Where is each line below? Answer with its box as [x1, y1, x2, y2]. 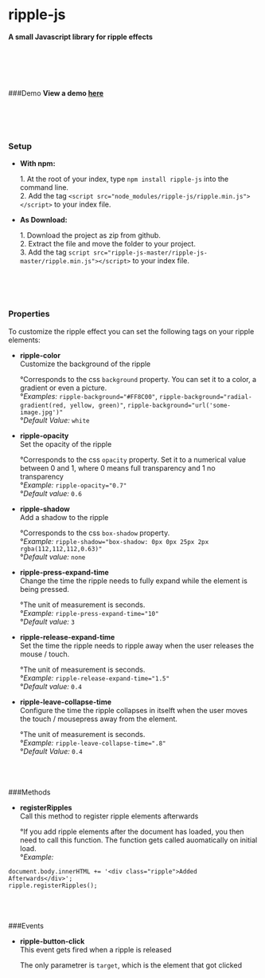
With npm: [19, 159, 56, 168]
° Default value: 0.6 [19, 488, 82, 498]
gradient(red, [19, 401, 67, 409]
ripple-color [19, 350, 61, 360]
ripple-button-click [19, 936, 85, 946]
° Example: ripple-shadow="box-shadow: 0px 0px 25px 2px [19, 536, 209, 546]
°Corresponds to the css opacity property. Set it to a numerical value [19, 455, 247, 464]
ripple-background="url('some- [127, 401, 231, 409]
